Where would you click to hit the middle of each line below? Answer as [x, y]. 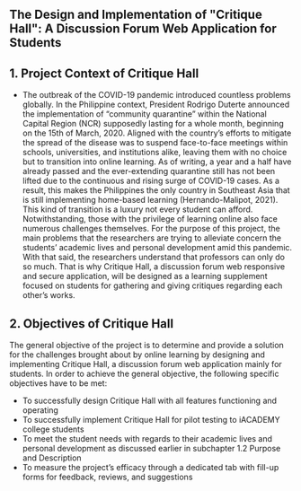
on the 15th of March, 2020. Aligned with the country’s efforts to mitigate [157, 133]
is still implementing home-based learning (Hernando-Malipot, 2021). [150, 200]
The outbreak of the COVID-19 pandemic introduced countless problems [156, 95]
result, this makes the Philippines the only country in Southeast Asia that [156, 190]
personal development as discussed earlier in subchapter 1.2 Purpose [151, 449]
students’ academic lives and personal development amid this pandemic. [157, 248]
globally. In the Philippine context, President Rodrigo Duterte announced [156, 105]
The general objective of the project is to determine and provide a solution [147, 346]
